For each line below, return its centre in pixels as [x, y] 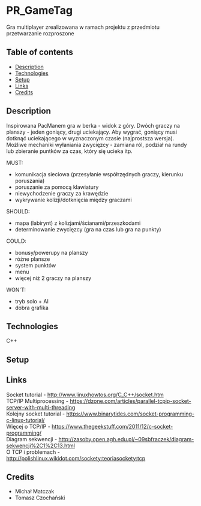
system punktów [35, 265]
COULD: [16, 241]
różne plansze [32, 259]
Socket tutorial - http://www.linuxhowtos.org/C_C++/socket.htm [85, 394]
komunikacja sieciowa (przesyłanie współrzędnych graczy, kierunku [99, 174]
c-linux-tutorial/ [25, 420]
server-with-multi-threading [41, 407]
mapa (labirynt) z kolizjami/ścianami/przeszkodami [78, 223]
